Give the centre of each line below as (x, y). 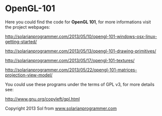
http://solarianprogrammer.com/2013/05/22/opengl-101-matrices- (71, 70)
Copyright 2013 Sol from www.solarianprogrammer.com (61, 108)
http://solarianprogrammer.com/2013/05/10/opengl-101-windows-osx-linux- (81, 36)
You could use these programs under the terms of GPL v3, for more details (80, 84)
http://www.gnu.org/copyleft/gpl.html (43, 99)
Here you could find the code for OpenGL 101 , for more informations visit (78, 22)
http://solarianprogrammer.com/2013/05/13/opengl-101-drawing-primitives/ (81, 51)
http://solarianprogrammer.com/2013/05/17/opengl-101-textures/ (70, 60)
